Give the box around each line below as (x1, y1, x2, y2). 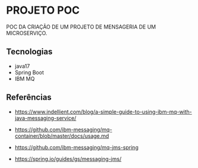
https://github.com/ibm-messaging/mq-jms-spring (14, 144, 139, 151)
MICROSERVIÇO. (6, 29, 47, 36)
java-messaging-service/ (14, 114, 76, 122)
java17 (14, 62, 30, 69)
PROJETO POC (6, 4, 80, 17)
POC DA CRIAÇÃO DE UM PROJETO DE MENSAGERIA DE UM (6, 23, 156, 30)
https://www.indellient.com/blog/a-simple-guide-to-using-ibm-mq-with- (14, 108, 193, 115)
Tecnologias (6, 47, 53, 57)
